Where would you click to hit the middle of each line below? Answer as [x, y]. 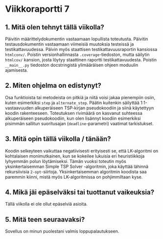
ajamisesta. [17, 70]
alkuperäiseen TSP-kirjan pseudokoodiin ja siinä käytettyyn [94, 108]
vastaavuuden [19, 108]
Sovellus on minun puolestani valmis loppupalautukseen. [62, 231]
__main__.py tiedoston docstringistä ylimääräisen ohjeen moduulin [72, 65]
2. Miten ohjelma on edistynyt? [53, 86]
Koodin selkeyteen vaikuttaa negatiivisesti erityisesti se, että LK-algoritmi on [82, 151]
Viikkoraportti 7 [37, 9]
